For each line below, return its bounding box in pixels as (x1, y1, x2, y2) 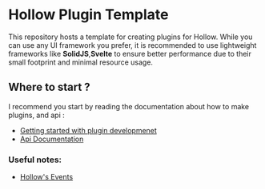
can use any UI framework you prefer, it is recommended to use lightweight (8, 40, 257, 49)
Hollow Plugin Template (8, 6, 169, 24)
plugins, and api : (8, 110, 66, 120)
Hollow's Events (19, 172, 74, 182)
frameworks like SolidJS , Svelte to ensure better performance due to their (8, 49, 252, 58)
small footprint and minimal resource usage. (8, 57, 154, 67)
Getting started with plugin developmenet (19, 125, 158, 135)
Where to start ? (8, 81, 90, 94)
